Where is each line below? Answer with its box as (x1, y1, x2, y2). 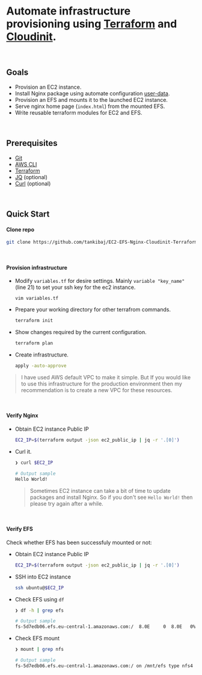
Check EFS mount (14, 635, 60, 642)
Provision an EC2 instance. (14, 83, 82, 90)
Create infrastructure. (14, 351, 69, 358)
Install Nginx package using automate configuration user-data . (14, 89, 170, 97)
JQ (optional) (14, 173, 48, 180)
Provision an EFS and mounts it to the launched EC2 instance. (14, 96, 168, 103)
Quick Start (6, 209, 50, 219)
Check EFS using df (14, 595, 64, 603)
